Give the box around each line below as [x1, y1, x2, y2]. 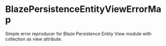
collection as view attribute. [5, 36, 62, 42]
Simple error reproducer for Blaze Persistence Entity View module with [5, 30, 152, 36]
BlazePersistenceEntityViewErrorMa [5, 3, 162, 15]
